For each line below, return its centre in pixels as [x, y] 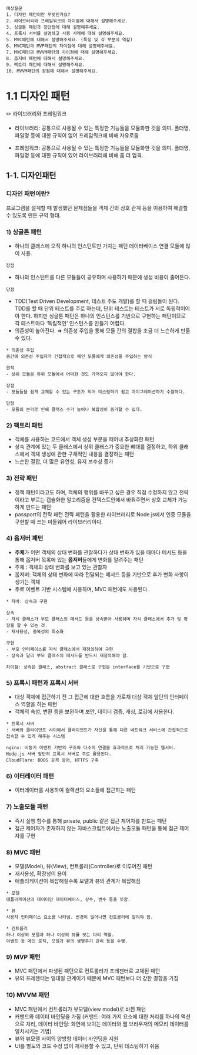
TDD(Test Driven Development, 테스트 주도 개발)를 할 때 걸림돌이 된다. [97, 301]
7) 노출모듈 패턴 [27, 807]
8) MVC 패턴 [24, 852]
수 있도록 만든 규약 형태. [34, 215]
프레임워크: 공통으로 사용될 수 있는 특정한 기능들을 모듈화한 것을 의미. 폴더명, [102, 148]
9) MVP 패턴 [23, 957]
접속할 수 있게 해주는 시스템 [36, 736]
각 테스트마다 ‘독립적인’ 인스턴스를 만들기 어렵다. [70, 323]
